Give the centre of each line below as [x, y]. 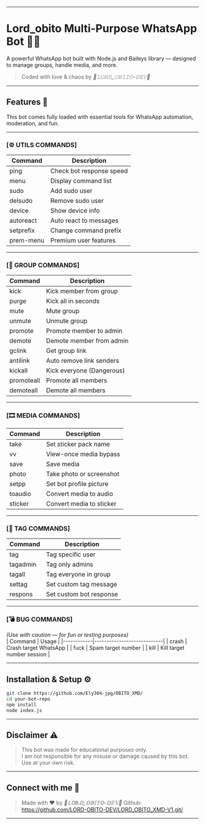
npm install [21, 705]
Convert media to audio [80, 493]
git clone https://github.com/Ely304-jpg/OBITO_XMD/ [75, 694]
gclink [18, 351]
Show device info [75, 211]
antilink [20, 361]
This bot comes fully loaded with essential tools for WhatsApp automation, [100, 117]
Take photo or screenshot [83, 474]
